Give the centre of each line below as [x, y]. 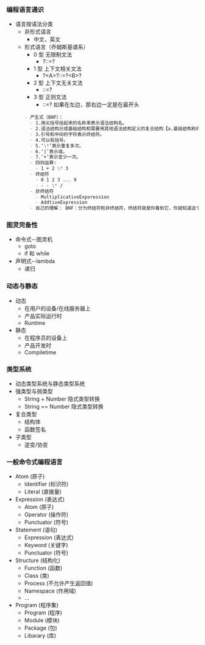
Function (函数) [43, 568]
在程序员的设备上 [46, 338]
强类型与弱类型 [34, 392]
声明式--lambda [35, 261]
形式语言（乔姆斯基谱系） [56, 47]
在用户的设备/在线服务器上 [57, 308]
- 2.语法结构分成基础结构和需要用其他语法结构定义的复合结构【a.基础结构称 [113, 129]
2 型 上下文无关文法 [58, 83]
